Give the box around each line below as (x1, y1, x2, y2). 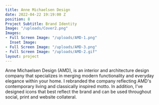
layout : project (5, 53, 39, 59)
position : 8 (5, 16, 30, 21)
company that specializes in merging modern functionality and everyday (5, 73, 154, 79)
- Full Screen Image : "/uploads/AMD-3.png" (5, 44, 97, 49)
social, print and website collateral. (5, 94, 77, 100)
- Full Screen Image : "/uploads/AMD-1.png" (5, 35, 97, 40)
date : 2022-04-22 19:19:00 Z (5, 12, 66, 17)
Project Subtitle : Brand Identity (5, 21, 77, 26)
